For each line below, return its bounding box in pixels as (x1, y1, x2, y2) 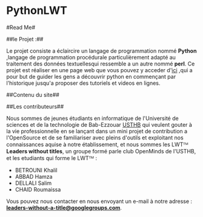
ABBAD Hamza (15, 173, 53, 180)
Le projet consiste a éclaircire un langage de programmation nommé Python (6, 47, 197, 55)
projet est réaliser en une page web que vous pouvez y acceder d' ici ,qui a (6, 66, 193, 73)
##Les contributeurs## (6, 102, 64, 110)
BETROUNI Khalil (15, 166, 58, 173)
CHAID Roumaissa (15, 185, 61, 193)
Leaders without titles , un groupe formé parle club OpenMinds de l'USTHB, (6, 147, 196, 155)
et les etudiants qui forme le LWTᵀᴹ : (6, 154, 98, 161)
